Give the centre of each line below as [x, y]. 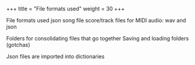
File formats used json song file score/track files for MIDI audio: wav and [96, 20]
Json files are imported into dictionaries [55, 56]
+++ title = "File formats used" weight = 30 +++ [66, 9]
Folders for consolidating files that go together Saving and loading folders [97, 38]
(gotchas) [18, 45]
